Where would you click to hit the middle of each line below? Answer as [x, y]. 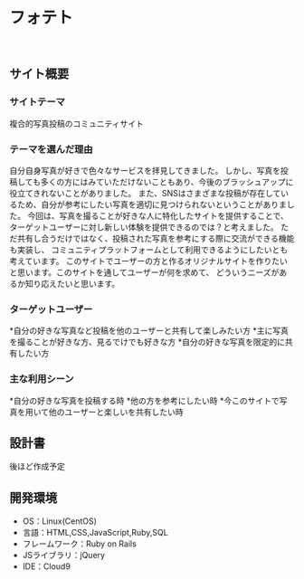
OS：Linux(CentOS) [60, 521]
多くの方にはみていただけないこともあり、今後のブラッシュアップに [167, 182]
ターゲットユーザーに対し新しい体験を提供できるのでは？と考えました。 [144, 227]
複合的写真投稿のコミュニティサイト [77, 123]
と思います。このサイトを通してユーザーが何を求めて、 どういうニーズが [144, 272]
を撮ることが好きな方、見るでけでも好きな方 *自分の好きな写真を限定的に [147, 342]
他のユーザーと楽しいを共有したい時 [116, 412]
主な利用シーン [42, 379]
